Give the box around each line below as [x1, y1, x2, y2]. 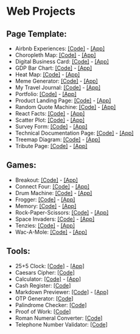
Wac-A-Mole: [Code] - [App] [15, 228, 87, 236]
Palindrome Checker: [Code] [15, 301, 87, 308]
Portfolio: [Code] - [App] [15, 91, 77, 97]
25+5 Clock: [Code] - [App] [15, 262, 85, 270]
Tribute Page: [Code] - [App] [15, 143, 88, 149]
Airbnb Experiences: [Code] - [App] [15, 45, 105, 52]
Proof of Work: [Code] [15, 308, 71, 315]
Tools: [6, 246, 30, 256]
